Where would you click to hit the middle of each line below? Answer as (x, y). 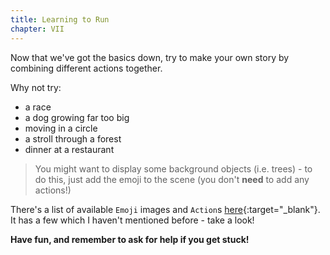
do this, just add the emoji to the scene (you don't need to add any (172, 179)
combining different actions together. (86, 68)
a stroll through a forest (73, 138)
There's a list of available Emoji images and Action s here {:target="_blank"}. (165, 209)
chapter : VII (37, 29)
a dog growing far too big (77, 117)
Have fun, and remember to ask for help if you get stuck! (130, 239)
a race (38, 107)
